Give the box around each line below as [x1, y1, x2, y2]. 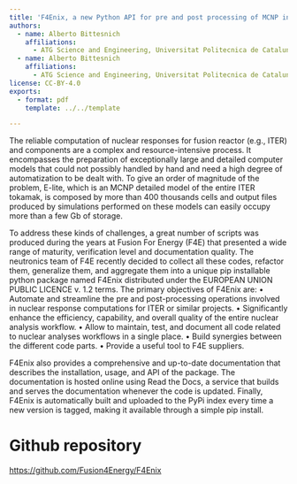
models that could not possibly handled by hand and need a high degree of [9, 164, 283, 174]
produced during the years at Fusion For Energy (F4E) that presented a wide [9, 237, 287, 248]
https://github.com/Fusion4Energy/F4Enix [9, 465, 162, 476]
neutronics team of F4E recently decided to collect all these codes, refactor [9, 256, 285, 266]
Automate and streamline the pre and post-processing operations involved [9, 294, 280, 304]
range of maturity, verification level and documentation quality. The [9, 247, 255, 257]
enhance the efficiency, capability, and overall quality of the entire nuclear [9, 312, 279, 323]
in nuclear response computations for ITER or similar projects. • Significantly [9, 303, 288, 314]
